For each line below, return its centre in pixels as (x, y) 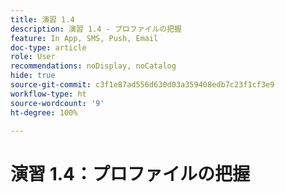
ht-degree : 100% (44, 112)
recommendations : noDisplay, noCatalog (93, 66)
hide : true (33, 76)
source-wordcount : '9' (57, 103)
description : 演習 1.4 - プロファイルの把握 (96, 29)
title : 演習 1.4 (42, 19)
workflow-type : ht (48, 94)
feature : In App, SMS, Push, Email (84, 38)
